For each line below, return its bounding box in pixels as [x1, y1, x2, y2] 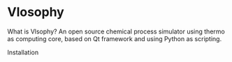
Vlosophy [7, 4, 64, 20]
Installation [7, 48, 39, 56]
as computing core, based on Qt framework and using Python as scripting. [7, 34, 222, 42]
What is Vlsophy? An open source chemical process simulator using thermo [7, 27, 225, 36]
